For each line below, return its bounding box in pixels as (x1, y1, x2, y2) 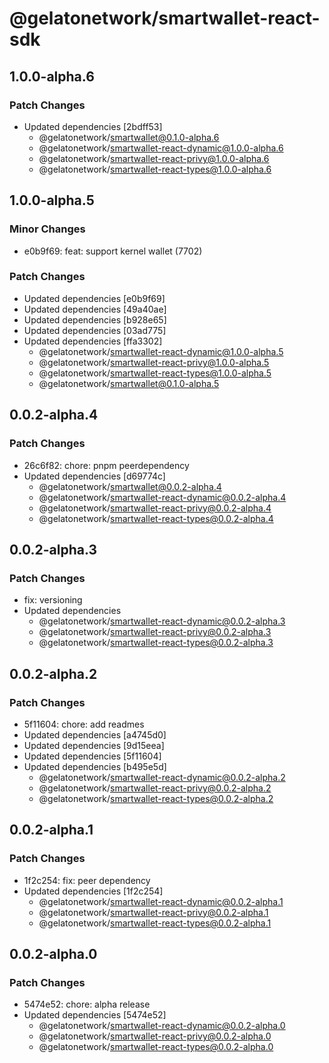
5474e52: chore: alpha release (23, 998, 151, 1011)
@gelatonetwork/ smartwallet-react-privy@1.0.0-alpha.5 (38, 356, 270, 368)
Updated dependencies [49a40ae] (23, 303, 167, 315)
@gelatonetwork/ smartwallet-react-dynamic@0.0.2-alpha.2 (38, 771, 286, 783)
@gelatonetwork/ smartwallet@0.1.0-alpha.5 (38, 377, 220, 389)
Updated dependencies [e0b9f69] (23, 292, 166, 304)
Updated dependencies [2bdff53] (23, 120, 163, 132)
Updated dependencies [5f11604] (23, 750, 162, 762)
